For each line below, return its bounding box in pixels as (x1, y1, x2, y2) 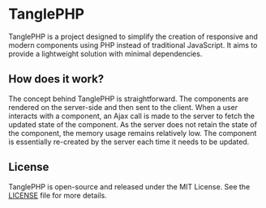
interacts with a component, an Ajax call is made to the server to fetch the (8, 111, 255, 121)
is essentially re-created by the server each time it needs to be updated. (8, 137, 250, 146)
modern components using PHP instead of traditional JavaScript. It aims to (8, 40, 258, 49)
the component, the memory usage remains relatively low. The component (8, 128, 257, 138)
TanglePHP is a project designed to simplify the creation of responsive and (8, 32, 258, 41)
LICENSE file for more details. (8, 190, 107, 200)
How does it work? (8, 72, 105, 86)
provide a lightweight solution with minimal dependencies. (8, 49, 203, 58)
